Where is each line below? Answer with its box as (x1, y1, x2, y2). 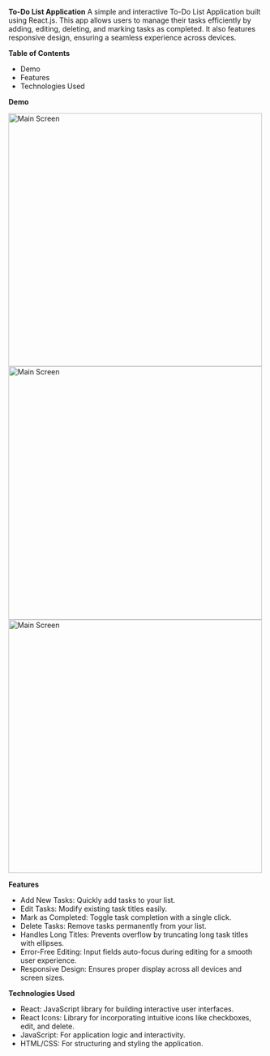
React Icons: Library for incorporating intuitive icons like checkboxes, (19, 1013, 252, 1022)
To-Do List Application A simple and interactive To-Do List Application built (8, 7, 261, 16)
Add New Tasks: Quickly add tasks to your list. (19, 896, 176, 904)
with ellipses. (19, 938, 65, 947)
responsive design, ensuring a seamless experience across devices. (8, 32, 237, 42)
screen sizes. (19, 973, 65, 982)
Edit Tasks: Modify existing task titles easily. (19, 904, 168, 913)
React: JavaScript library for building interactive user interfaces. (19, 1004, 234, 1014)
